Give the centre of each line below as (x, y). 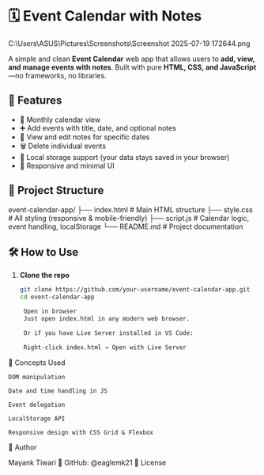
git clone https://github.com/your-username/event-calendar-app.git (135, 290)
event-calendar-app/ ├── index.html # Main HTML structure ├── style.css (130, 209)
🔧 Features (35, 101)
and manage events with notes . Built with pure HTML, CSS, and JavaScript (132, 67)
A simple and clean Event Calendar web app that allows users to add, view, (132, 59)
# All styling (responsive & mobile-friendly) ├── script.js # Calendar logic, (129, 218)
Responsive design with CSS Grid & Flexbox (81, 432)
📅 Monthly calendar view (60, 120)
